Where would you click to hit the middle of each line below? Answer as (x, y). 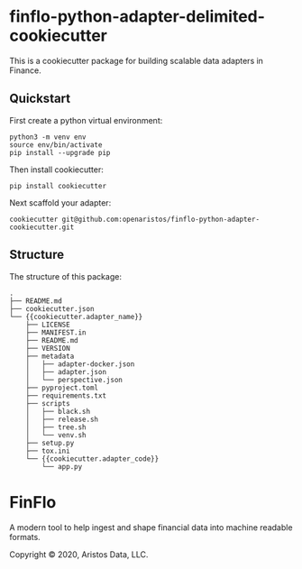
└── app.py (62, 466)
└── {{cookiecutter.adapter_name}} (76, 317)
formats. (25, 537)
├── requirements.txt (66, 395)
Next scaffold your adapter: (60, 202)
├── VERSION (48, 348)
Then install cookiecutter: (56, 170)
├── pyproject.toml (62, 388)
